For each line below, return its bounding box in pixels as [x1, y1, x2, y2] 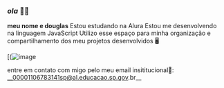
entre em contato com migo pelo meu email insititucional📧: [7, 66, 174, 74]
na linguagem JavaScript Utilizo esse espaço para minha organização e [7, 29, 211, 37]
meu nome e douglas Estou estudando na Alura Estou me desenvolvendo [7, 22, 217, 30]
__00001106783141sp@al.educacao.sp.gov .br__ [7, 74, 142, 82]
